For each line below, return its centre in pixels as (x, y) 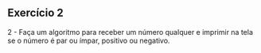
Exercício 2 (36, 13)
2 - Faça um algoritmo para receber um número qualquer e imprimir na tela (130, 32)
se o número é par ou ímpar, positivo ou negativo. (89, 40)
